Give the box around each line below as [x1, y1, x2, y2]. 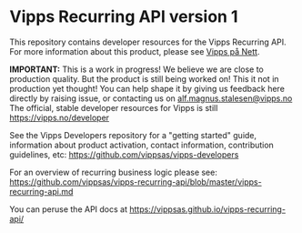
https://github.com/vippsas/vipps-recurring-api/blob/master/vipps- [9, 176, 262, 187]
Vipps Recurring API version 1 [9, 6, 238, 27]
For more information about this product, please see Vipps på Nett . [9, 46, 260, 56]
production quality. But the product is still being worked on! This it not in [9, 73, 279, 84]
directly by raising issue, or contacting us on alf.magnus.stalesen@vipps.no [9, 93, 293, 104]
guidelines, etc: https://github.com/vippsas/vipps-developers [9, 148, 239, 160]
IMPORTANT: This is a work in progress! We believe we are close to [9, 64, 264, 75]
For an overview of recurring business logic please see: [9, 167, 218, 177]
